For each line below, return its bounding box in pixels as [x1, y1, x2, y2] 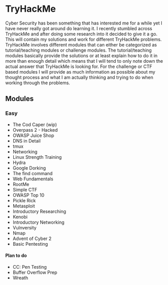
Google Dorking [12, 164, 46, 171]
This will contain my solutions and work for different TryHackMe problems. [5, 36, 162, 42]
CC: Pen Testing [12, 264, 47, 270]
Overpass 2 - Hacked [12, 127, 58, 133]
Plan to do [5, 252, 27, 258]
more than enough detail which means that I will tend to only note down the [5, 58, 163, 64]
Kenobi [12, 213, 28, 220]
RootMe [12, 181, 30, 187]
